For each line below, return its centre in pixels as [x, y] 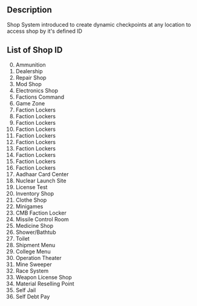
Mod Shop [28, 84]
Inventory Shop [35, 193]
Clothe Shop [31, 200]
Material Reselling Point [45, 284]
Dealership [29, 71]
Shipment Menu [35, 245]
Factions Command [40, 97]
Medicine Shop [34, 225]
